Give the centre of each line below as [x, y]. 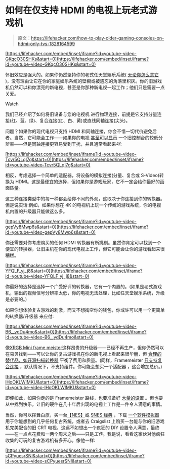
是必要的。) [16, 299]
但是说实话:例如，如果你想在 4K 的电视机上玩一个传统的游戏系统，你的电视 [83, 205]
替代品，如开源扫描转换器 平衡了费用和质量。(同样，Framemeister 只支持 [81, 360]
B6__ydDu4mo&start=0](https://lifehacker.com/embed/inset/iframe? [76, 331]
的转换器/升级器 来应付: [30, 316]
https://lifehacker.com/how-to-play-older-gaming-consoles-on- [98, 38]
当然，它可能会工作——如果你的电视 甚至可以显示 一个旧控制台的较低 [86, 138]
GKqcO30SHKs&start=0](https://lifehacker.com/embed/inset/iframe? [77, 59]
